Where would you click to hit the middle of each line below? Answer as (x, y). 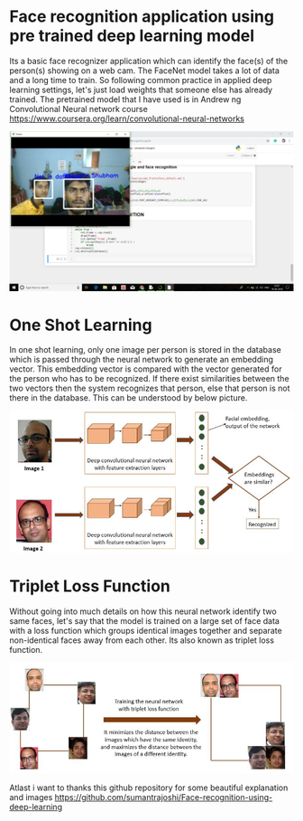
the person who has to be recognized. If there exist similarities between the (150, 379)
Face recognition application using (142, 17)
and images (31, 797)
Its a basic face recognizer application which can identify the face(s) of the (149, 61)
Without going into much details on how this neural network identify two (143, 611)
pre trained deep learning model (132, 36)
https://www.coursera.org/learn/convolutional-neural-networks (127, 118)
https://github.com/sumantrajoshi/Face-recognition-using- (164, 797)
